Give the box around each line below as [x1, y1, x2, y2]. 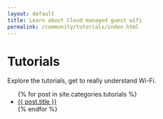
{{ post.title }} [17, 97, 57, 106]
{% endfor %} [17, 105, 58, 113]
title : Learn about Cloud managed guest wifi [7, 17, 142, 24]
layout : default [7, 10, 55, 17]
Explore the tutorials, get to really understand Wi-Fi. [7, 76, 157, 85]
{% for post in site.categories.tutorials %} [17, 90, 138, 99]
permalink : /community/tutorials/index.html [7, 23, 139, 30]
